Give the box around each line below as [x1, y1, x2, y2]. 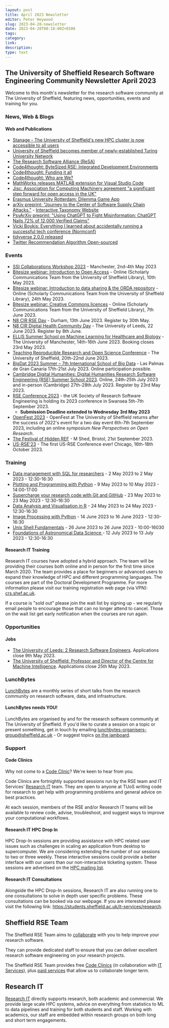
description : [5, 45, 33, 50]
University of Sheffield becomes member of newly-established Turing [12, 148, 158, 154]
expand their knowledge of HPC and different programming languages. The [5, 574, 162, 580]
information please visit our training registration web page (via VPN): [5, 585, 148, 591]
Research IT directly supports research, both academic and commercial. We [5, 996, 163, 1002]
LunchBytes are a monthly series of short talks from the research [5, 687, 140, 694]
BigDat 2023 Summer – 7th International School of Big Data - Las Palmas [12, 360, 164, 366]
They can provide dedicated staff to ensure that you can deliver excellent [5, 947, 157, 953]
